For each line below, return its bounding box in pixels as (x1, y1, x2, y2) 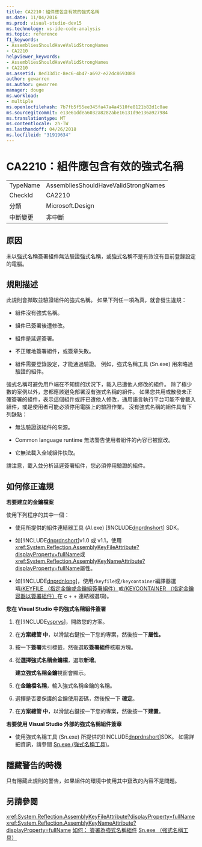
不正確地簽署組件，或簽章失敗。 (14, 347, 94, 355)
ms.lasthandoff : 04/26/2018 (6, 126, 77, 132)
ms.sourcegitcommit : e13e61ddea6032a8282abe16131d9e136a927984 (6, 110, 168, 116)
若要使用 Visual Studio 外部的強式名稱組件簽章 (6, 721, 122, 728)
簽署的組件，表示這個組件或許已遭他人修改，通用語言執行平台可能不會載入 (11, 396, 196, 403)
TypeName (9, 181, 40, 190)
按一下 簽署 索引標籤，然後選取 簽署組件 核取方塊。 (14, 644, 136, 651)
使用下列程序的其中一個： (6, 511, 70, 518)
